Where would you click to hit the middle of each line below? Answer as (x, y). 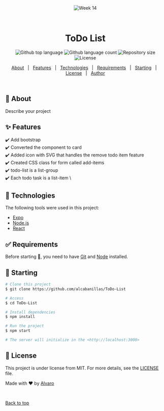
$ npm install (20, 317)
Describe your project (28, 111)
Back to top (17, 403)
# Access (14, 298)
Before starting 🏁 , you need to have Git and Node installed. (67, 257)
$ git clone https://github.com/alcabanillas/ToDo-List (65, 289)
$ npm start (18, 331)
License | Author (85, 73)
